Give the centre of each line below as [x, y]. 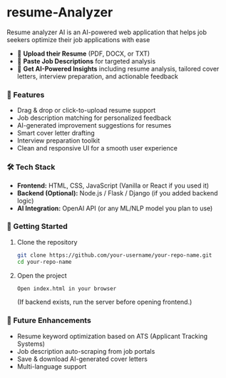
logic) [25, 200]
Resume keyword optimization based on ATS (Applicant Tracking [112, 336]
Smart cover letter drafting [56, 133]
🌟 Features [26, 95]
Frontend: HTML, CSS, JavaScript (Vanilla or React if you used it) [113, 185]
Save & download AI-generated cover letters [82, 359]
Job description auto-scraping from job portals [86, 351]
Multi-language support [52, 366]
